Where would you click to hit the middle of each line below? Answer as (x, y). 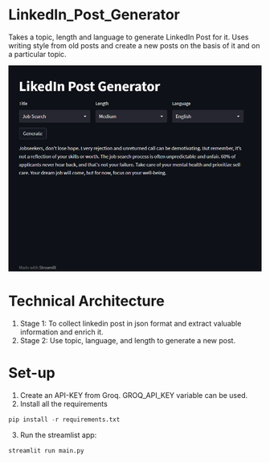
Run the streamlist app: (58, 435)
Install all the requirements (64, 404)
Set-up (32, 373)
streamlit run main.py (46, 451)
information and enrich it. (61, 332)
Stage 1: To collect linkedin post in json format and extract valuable (131, 323)
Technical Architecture (86, 301)
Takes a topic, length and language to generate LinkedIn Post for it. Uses (129, 37)
